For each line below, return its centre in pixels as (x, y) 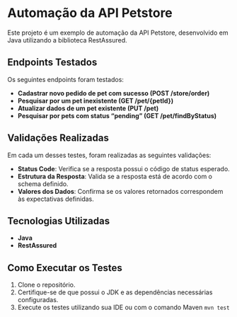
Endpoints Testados (52, 63)
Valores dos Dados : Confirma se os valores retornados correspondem (120, 191)
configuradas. (38, 300)
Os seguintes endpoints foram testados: (65, 79)
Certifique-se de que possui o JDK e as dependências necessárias (115, 292)
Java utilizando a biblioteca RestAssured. (67, 40)
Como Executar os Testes (65, 268)
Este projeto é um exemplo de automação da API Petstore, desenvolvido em (118, 33)
